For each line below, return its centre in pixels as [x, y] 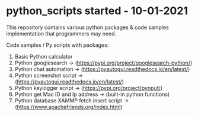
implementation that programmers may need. [61, 33]
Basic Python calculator [44, 56]
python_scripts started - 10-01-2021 [97, 11]
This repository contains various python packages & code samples [87, 27]
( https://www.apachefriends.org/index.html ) [68, 107]
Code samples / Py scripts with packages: [58, 45]
